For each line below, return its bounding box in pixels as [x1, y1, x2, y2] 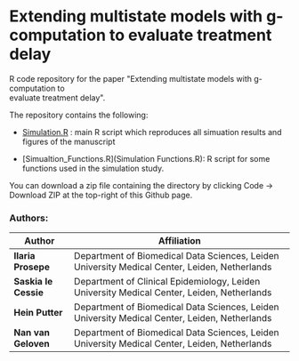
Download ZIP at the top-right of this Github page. [9, 189, 193, 200]
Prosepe [13, 261, 51, 273]
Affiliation [158, 235, 202, 247]
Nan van [13, 326, 51, 339]
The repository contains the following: [9, 109, 149, 120]
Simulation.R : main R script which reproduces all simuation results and [21, 126, 282, 137]
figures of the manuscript [21, 136, 116, 147]
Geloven [13, 338, 51, 350]
